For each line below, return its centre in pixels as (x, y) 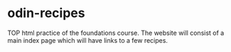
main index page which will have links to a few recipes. (88, 40)
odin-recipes (46, 13)
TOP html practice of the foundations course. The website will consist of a (116, 33)
